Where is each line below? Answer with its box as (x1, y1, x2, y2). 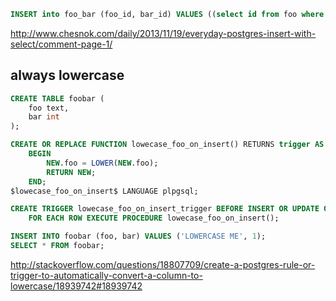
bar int (28, 112, 60, 122)
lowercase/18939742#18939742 (10, 280, 143, 292)
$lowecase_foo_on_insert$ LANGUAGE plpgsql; (10, 186, 199, 196)
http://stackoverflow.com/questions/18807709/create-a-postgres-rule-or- (10, 258, 316, 270)
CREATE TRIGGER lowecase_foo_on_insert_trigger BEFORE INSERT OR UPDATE (10, 204, 320, 214)
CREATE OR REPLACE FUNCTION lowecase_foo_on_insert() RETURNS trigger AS (10, 140, 325, 150)
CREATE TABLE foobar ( (10, 93, 105, 104)
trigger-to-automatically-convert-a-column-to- (10, 269, 203, 281)
